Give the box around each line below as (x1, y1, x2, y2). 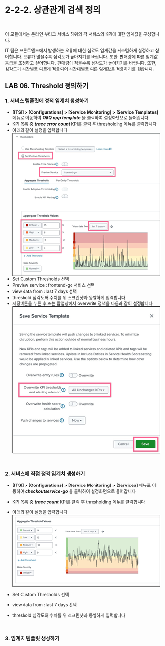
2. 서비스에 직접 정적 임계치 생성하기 (5, 470, 85, 477)
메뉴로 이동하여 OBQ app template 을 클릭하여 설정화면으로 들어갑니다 (12, 115, 149, 120)
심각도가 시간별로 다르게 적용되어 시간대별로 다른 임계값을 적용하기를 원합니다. (5, 66, 154, 71)
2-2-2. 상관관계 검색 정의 (5, 4, 101, 16)
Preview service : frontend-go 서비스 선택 (12, 282, 95, 288)
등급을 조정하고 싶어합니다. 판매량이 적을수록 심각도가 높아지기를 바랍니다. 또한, (5, 60, 157, 66)
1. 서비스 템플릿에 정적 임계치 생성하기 (5, 97, 89, 104)
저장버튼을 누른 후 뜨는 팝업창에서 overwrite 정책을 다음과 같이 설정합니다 (12, 300, 153, 306)
